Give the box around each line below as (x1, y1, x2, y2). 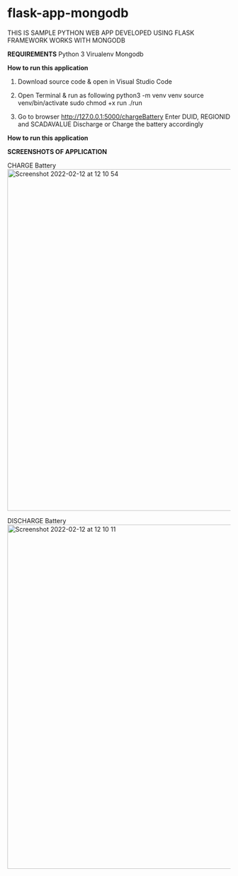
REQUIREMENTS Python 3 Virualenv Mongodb (7, 50, 144, 58)
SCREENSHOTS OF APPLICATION (7, 147, 108, 155)
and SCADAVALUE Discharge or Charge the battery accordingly (17, 119, 204, 128)
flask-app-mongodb (7, 5, 129, 21)
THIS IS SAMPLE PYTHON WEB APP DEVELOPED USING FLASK (7, 28, 195, 37)
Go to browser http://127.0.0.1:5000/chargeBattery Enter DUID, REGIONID (17, 112, 230, 121)
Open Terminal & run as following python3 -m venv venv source (17, 91, 204, 99)
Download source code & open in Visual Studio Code (17, 77, 172, 86)
